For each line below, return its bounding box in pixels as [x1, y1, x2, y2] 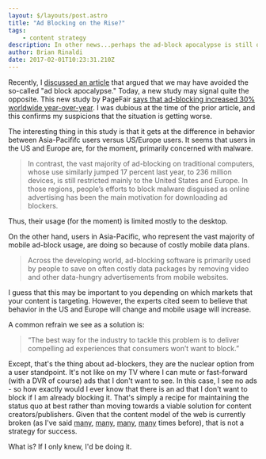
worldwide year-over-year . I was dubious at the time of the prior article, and [8, 102, 256, 112]
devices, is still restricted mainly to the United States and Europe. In [27, 175, 248, 185]
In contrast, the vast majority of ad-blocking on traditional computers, [27, 159, 255, 168]
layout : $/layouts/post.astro [8, 11, 108, 20]
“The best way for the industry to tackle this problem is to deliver [27, 335, 240, 345]
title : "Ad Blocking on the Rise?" [8, 19, 126, 27]
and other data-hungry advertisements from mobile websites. [27, 272, 229, 281]
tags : [8, 26, 26, 34]
